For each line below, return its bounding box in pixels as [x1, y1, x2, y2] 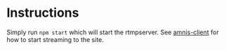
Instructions [6, 5, 79, 21]
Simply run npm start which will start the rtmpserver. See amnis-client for [6, 28, 219, 36]
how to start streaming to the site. [6, 35, 105, 43]
